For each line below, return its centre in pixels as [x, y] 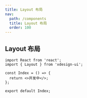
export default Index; [28, 91]
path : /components [28, 19]
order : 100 [20, 28]
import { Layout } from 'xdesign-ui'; [44, 64]
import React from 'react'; [33, 60]
